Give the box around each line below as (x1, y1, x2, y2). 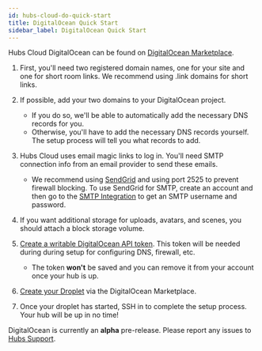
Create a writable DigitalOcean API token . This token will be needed (19, 239, 241, 249)
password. (31, 200, 66, 209)
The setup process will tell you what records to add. (31, 136, 201, 145)
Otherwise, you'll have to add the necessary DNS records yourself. (31, 127, 249, 137)
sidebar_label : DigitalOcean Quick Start (8, 26, 147, 34)
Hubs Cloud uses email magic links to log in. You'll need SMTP (19, 151, 224, 160)
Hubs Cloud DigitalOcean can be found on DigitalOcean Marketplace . (8, 48, 235, 58)
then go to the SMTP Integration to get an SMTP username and (31, 191, 237, 202)
